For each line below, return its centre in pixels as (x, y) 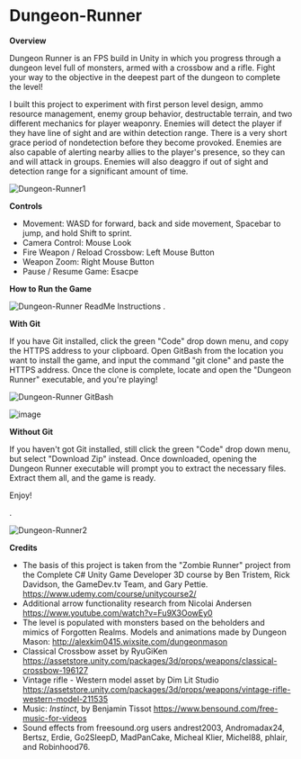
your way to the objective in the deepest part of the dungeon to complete (145, 77)
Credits (23, 547)
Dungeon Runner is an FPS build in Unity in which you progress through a (145, 58)
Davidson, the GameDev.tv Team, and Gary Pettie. (115, 584)
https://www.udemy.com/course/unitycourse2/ (109, 593)
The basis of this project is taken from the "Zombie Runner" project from (156, 565)
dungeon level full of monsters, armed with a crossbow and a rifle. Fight (142, 68)
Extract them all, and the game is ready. (83, 477)
